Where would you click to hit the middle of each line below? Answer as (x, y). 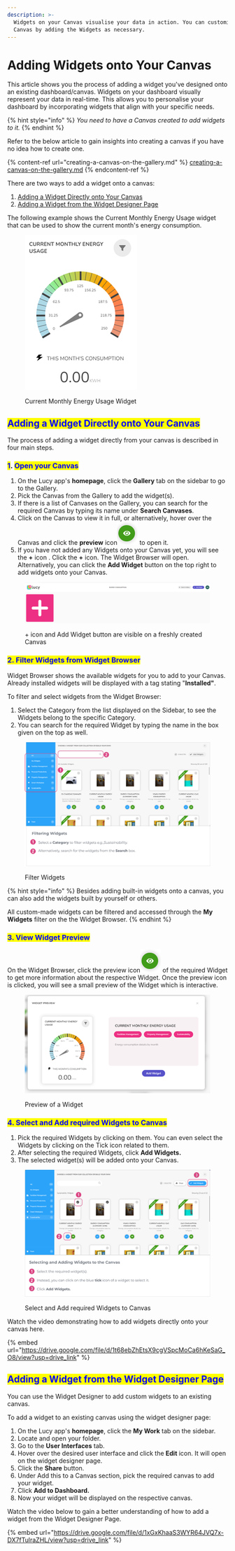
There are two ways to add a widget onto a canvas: (81, 183)
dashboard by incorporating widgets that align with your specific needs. (111, 107)
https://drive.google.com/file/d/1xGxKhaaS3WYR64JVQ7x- (139, 1532)
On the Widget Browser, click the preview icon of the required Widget (117, 970)
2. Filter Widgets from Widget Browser (74, 660)
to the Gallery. (37, 488)
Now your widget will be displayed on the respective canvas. (105, 1498)
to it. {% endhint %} (36, 128)
